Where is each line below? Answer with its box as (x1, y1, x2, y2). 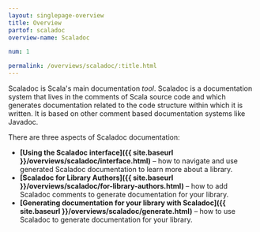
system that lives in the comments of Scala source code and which (8, 92, 227, 101)
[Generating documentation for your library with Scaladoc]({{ (19, 198, 227, 208)
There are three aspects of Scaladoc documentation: (8, 133, 180, 142)
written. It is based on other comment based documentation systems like (8, 109, 246, 118)
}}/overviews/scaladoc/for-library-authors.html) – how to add (19, 181, 228, 190)
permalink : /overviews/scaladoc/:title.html (8, 62, 157, 70)
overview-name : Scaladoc (8, 33, 90, 42)
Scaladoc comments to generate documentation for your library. (19, 190, 229, 199)
